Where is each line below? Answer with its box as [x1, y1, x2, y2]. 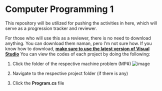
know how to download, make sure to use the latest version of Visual [5, 45, 150, 51]
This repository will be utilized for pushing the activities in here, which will [5, 20, 157, 26]
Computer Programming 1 [5, 3, 114, 15]
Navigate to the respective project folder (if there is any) [12, 70, 128, 76]
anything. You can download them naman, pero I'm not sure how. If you [5, 40, 152, 46]
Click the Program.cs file [12, 80, 64, 86]
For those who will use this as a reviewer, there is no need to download [5, 35, 151, 41]
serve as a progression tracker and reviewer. [5, 25, 97, 31]
